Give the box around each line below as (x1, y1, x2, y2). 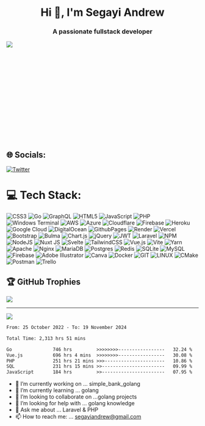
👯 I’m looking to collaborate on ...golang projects (15, 393, 137, 400)
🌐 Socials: (6, 150, 46, 160)
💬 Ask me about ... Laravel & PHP (15, 406, 99, 414)
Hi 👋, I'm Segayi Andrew (40, 5, 165, 20)
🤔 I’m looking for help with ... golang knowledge (15, 400, 135, 407)
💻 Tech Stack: (6, 189, 82, 202)
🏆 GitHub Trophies (6, 276, 81, 287)
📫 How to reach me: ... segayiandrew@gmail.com (15, 413, 142, 421)
